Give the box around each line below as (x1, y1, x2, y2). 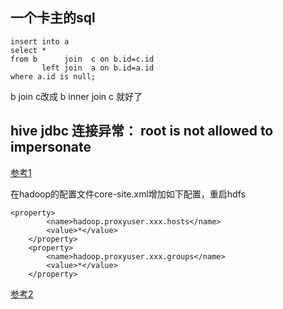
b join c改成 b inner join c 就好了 (10, 90, 143, 102)
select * (10, 45, 47, 55)
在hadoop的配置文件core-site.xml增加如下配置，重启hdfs (10, 188, 246, 200)
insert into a (10, 36, 70, 47)
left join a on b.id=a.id (41, 63, 155, 73)
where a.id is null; (10, 71, 97, 82)
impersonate (10, 139, 92, 156)
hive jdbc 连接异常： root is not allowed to (10, 123, 274, 140)
